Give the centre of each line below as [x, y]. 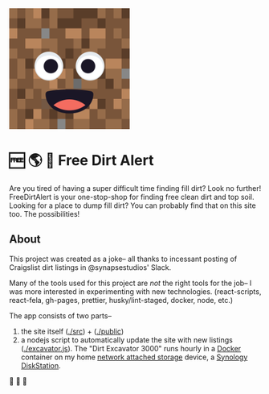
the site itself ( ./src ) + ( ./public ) [72, 331]
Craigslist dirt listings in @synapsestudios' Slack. [90, 267]
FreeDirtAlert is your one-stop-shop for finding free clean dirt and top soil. [132, 197]
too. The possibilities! [45, 214]
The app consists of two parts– [60, 315]
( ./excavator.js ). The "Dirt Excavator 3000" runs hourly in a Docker [131, 348]
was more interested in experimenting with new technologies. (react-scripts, [135, 291]
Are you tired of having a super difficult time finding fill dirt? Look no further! [135, 188]
